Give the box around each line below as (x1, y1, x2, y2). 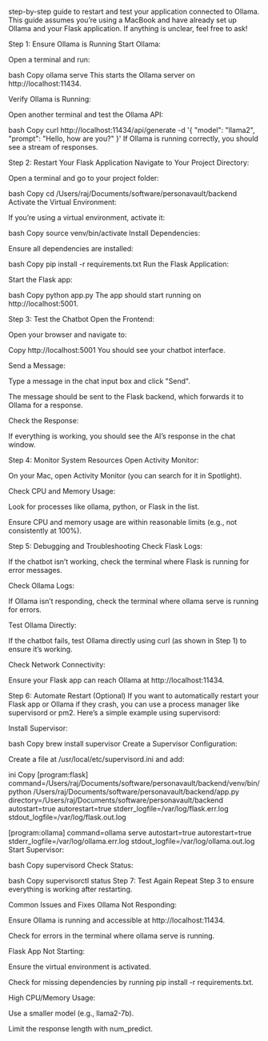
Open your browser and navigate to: (8, 330, 127, 339)
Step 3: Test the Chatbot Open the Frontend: (8, 314, 154, 323)
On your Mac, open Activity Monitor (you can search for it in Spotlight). (8, 471, 242, 480)
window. (8, 440, 36, 449)
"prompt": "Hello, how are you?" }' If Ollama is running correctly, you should (8, 134, 258, 143)
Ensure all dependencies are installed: (8, 244, 134, 253)
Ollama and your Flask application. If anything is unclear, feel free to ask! (8, 24, 248, 33)
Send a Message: (8, 361, 66, 370)
